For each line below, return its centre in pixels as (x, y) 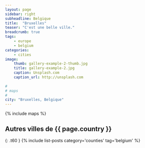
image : (12, 59)
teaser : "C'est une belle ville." (40, 28)
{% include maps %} (26, 114)
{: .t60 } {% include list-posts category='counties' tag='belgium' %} (73, 140)
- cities (23, 55)
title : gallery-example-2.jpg (44, 68)
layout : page (18, 9)
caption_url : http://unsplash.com (48, 77)
